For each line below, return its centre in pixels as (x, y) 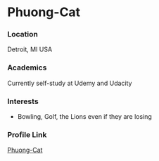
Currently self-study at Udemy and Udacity (70, 83)
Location (23, 34)
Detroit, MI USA (30, 49)
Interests (23, 101)
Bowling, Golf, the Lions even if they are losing (85, 117)
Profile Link (27, 135)
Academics (27, 67)
